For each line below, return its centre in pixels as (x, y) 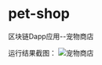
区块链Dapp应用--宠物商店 (51, 36)
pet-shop (39, 14)
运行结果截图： (32, 52)
